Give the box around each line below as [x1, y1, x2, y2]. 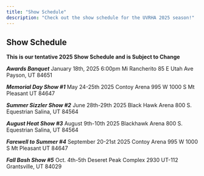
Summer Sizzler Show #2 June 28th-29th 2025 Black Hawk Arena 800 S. [6, 102, 192, 109]
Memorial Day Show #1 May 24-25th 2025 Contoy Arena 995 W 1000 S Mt [6, 83, 195, 91]
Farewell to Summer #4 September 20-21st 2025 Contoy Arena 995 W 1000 [6, 138, 198, 146]
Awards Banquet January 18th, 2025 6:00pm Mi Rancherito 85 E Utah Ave [6, 65, 194, 72]
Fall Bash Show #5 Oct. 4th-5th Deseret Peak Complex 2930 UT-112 [6, 157, 178, 164]
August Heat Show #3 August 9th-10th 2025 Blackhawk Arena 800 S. [6, 120, 183, 127]
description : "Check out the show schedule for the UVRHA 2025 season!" [6, 15, 195, 21]
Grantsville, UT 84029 [6, 163, 62, 171]
